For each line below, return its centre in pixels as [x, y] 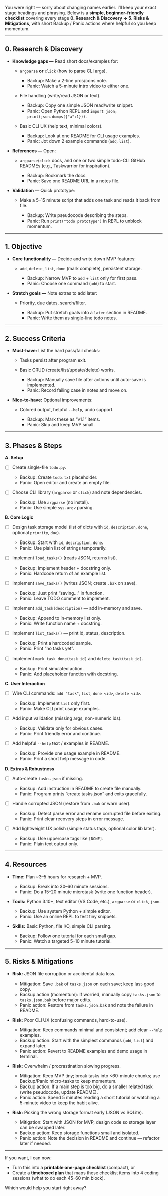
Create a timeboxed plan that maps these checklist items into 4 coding [85, 1173]
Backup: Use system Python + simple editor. [65, 911]
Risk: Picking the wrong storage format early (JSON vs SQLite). [78, 1112]
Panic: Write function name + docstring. [61, 623]
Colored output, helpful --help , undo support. [67, 410]
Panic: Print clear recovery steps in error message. [72, 819]
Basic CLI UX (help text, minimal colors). [61, 126]
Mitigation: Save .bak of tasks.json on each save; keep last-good [87, 984]
